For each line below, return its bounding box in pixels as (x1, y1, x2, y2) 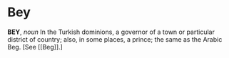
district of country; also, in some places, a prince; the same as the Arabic (7, 35, 223, 43)
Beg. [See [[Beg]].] (7, 42, 63, 51)
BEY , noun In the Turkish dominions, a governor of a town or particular (7, 28, 215, 36)
